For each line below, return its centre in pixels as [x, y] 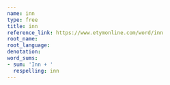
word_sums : [23, 58]
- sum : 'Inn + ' [30, 64]
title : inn [23, 26]
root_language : [29, 45]
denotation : [24, 52]
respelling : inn [36, 71]
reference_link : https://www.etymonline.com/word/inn [85, 33]
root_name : [23, 39]
